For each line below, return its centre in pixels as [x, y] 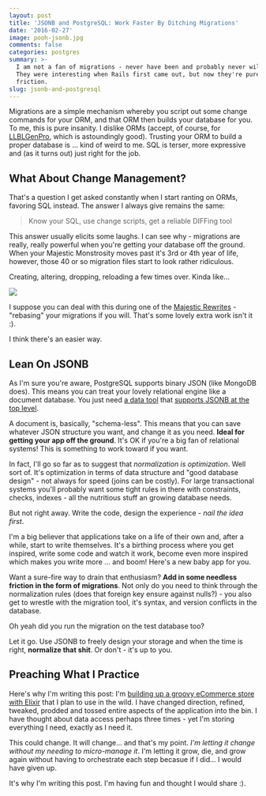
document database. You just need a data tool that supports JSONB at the [129, 400]
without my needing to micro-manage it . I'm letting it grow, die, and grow [127, 751]
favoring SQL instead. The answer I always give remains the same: [117, 206]
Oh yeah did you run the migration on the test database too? [107, 626]
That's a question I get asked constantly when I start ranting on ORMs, [124, 198]
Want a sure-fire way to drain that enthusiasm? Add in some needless [123, 577]
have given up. [33, 768]
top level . [24, 408]
